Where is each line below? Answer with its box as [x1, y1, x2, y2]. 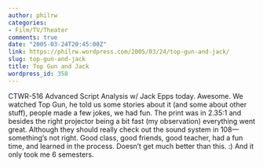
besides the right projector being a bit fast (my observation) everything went [8, 116, 256, 125]
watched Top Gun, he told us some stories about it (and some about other [8, 100, 247, 109]
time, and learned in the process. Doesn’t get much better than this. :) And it [8, 141, 254, 151]
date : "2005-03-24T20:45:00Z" [8, 41, 108, 49]
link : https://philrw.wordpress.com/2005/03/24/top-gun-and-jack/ [8, 48, 230, 56]
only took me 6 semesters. [8, 150, 94, 159]
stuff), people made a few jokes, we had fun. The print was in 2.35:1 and [8, 107, 242, 118]
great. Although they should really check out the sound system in [8, 125, 219, 134]
